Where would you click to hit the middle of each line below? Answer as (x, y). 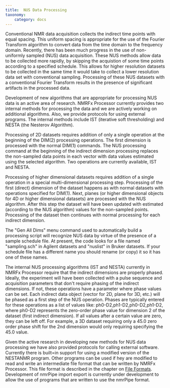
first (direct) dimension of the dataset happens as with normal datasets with (84, 188)
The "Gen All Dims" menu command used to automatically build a (74, 230)
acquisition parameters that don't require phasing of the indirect (72, 284)
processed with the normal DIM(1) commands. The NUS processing (76, 146)
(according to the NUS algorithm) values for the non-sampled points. (77, 210)
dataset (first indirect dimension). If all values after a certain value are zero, (84, 316)
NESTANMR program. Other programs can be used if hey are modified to (81, 358)
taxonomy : (16, 15)
